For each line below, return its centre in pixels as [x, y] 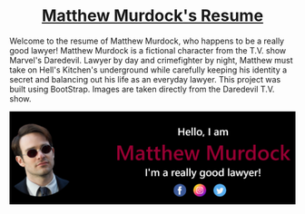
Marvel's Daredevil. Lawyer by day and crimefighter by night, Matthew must [151, 60]
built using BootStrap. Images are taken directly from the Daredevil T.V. [142, 89]
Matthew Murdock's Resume [152, 16]
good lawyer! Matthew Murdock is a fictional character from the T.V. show [148, 50]
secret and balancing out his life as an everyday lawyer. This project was [145, 79]
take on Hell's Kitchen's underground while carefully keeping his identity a [148, 70]
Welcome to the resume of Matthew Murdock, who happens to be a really [147, 41]
